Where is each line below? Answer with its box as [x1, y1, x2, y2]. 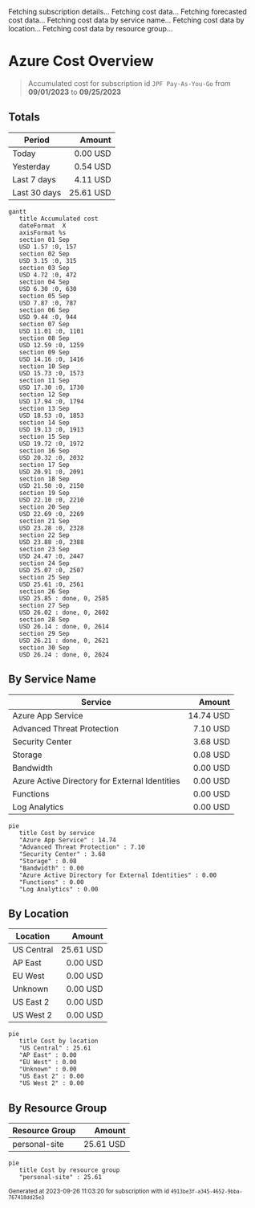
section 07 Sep [18, 320, 70, 328]
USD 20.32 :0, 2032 [18, 453, 84, 461]
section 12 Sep [18, 390, 70, 399]
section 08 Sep [18, 334, 70, 342]
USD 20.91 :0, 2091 [18, 468, 84, 476]
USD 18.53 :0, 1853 [18, 412, 84, 420]
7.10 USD [192, 723, 231, 734]
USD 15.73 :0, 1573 [18, 369, 84, 377]
